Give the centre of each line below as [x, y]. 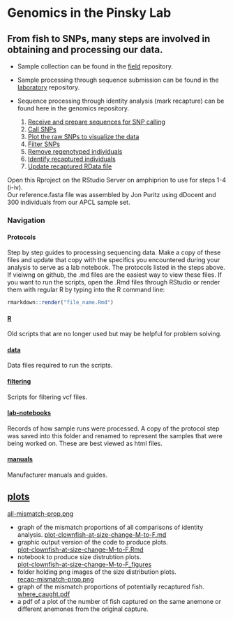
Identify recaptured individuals [72, 159]
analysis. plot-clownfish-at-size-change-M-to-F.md [92, 534]
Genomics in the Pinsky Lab [89, 13]
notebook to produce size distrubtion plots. [79, 556]
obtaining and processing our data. [85, 49]
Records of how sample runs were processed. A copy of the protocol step [113, 428]
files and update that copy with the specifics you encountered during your [114, 260]
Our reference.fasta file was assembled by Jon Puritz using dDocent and [112, 195]
